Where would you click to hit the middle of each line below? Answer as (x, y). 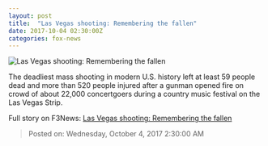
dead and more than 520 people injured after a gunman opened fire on (126, 86)
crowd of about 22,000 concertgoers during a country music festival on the (134, 94)
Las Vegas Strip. (36, 102)
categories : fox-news (45, 38)
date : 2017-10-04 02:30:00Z (56, 31)
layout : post (30, 16)
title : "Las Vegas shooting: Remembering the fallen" (103, 23)
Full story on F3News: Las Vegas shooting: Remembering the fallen (120, 119)
